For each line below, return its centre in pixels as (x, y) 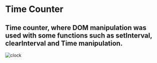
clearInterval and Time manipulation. (64, 43)
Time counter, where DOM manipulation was (76, 28)
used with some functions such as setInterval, (79, 35)
